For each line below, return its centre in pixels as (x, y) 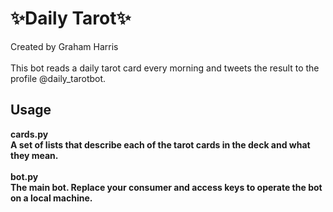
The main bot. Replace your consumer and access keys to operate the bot (166, 187)
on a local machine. (51, 198)
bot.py (24, 176)
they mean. (34, 155)
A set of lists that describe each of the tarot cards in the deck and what (160, 144)
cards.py (29, 134)
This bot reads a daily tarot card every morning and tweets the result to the (165, 68)
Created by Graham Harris (64, 46)
